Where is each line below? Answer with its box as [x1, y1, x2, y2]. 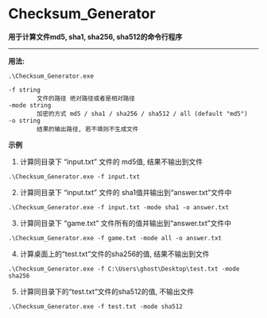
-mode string [8, 101, 52, 109]
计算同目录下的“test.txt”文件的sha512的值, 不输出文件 [19, 286, 195, 296]
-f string [8, 86, 41, 94]
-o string [8, 117, 41, 125]
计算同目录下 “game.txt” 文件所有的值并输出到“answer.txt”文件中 [19, 218, 232, 228]
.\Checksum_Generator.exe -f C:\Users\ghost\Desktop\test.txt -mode [8, 265, 240, 273]
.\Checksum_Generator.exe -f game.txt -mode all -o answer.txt [8, 234, 222, 242]
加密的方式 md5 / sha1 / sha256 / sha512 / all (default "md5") [37, 109, 248, 117]
